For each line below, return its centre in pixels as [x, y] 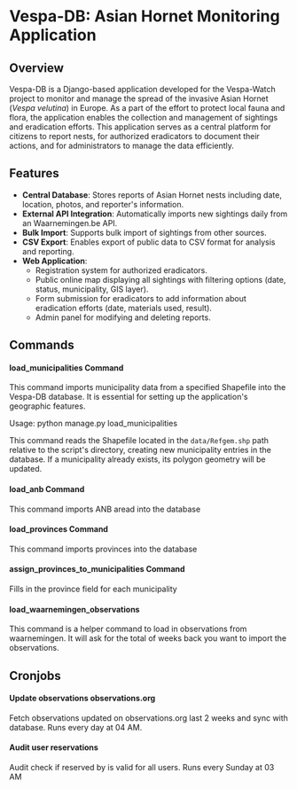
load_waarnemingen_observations [74, 609]
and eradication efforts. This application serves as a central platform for [141, 127]
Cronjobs [35, 676]
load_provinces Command [59, 529]
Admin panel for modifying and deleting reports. [123, 317]
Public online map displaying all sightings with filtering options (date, [160, 279]
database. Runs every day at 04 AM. [76, 727]
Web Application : [55, 261]
